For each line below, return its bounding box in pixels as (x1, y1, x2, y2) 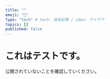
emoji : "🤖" (5, 12, 29, 17)
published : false (5, 27, 42, 32)
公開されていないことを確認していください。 (5, 68, 100, 74)
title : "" (5, 7, 27, 13)
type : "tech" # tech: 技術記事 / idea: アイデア (5, 17, 105, 22)
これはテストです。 (5, 50, 85, 62)
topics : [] (5, 22, 29, 27)
